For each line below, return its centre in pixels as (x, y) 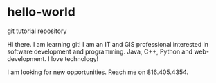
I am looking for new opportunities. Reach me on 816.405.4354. (98, 72)
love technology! (75, 58)
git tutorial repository (37, 31)
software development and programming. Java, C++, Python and (100, 51)
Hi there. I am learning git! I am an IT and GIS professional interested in (108, 44)
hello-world (42, 12)
